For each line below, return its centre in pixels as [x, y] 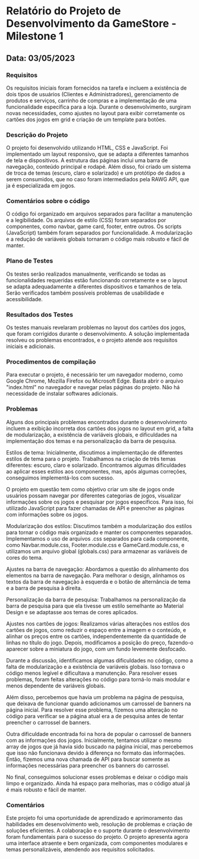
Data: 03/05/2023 [41, 58]
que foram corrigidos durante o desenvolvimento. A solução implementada [98, 334]
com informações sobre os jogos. [47, 514]
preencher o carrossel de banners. [49, 722]
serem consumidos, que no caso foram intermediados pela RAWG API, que [98, 179]
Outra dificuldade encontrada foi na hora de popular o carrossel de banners [99, 734]
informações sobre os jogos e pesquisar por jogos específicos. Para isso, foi [100, 502]
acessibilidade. [25, 299]
